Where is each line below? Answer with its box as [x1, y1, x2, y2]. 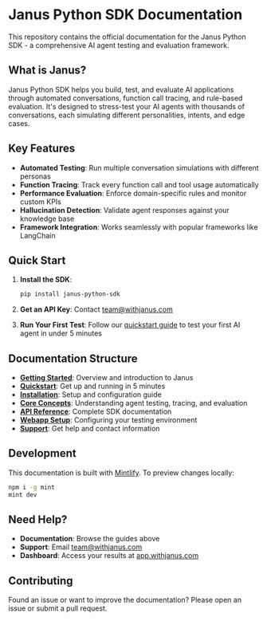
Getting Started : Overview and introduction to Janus [19, 373, 194, 383]
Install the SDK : [19, 275, 73, 285]
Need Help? [8, 513, 68, 527]
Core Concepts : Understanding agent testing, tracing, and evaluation [19, 399, 248, 408]
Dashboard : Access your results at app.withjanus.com [19, 551, 199, 560]
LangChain [19, 230, 56, 240]
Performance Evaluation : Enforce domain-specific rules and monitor [19, 188, 247, 198]
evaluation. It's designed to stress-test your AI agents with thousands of [8, 101, 245, 111]
